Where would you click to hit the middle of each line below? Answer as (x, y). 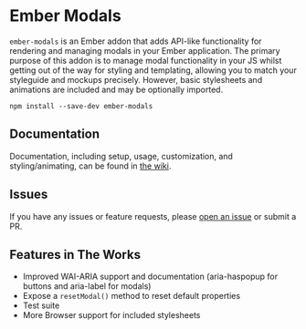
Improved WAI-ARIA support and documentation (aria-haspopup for (150, 277)
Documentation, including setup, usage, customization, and (121, 156)
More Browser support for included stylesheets (111, 315)
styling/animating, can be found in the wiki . (90, 166)
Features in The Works (75, 255)
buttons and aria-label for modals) (87, 286)
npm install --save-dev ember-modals (81, 106)
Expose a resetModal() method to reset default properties (131, 296)
